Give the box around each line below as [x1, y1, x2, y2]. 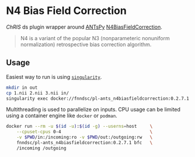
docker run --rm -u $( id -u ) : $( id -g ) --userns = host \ [6, 124, 153, 130]
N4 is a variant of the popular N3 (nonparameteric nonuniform [20, 34, 170, 41]
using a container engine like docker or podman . [6, 112, 118, 119]
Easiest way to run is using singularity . [6, 73, 102, 80]
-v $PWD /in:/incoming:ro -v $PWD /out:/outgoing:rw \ [16, 134, 153, 141]
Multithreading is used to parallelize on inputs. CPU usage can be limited [6, 106, 181, 113]
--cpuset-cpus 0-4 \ [16, 129, 153, 135]
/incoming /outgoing [16, 145, 67, 151]
